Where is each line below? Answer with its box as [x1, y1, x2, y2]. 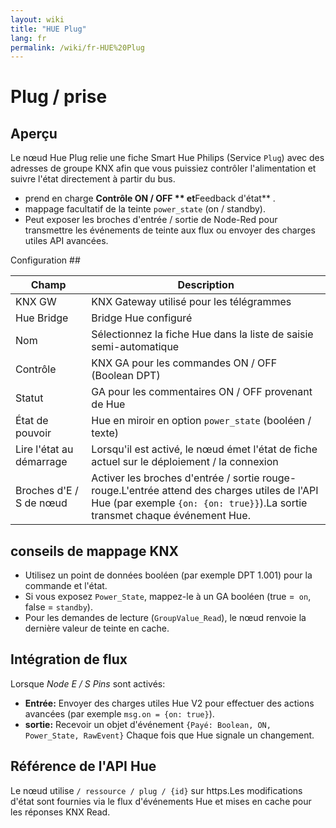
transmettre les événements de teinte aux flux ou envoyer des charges [24, 224, 316, 236]
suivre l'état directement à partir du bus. [10, 173, 176, 185]
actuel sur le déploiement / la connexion [91, 455, 279, 469]
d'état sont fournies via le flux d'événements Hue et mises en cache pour [10, 795, 312, 807]
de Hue [91, 397, 126, 411]
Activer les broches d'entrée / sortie [91, 471, 260, 485]
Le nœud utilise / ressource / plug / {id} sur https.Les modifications [10, 784, 303, 796]
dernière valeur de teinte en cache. [24, 622, 170, 635]
